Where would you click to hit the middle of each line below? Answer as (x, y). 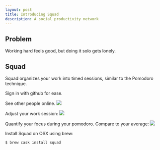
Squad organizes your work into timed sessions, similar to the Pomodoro (79, 78)
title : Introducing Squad (32, 14)
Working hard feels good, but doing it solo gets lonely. (60, 51)
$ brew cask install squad (33, 143)
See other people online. (30, 103)
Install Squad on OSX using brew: (39, 133)
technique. (16, 84)
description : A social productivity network (52, 19)
